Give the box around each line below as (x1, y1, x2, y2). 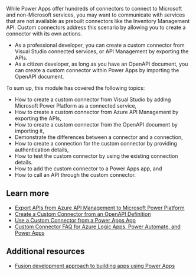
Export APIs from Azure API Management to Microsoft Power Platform (14, 204, 185, 211)
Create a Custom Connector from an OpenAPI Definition (14, 210, 151, 218)
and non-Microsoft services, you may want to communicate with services (6, 11, 185, 18)
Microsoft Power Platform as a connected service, (14, 102, 137, 109)
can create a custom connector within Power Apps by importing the (14, 67, 179, 73)
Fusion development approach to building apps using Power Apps (14, 262, 175, 269)
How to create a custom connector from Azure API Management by (14, 109, 179, 115)
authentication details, (14, 146, 69, 153)
